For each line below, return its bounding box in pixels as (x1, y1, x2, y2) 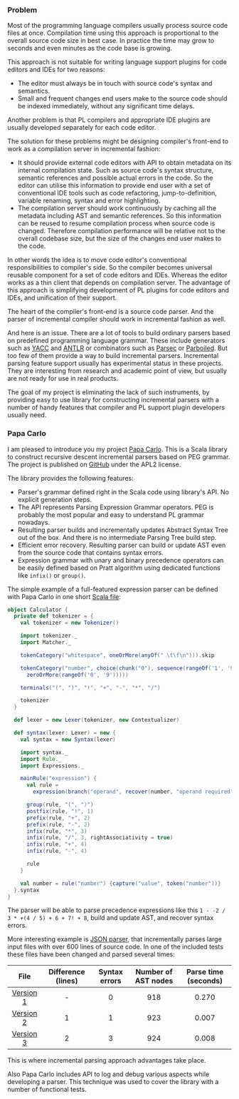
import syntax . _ (20, 749, 69, 756)
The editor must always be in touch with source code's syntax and (17, 79, 213, 88)
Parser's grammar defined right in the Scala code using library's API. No (17, 487, 230, 496)
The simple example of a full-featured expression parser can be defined (7, 585, 218, 593)
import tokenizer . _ (20, 633, 78, 640)
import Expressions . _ (20, 762, 84, 770)
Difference (48, 967, 85, 977)
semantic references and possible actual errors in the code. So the (17, 173, 213, 183)
